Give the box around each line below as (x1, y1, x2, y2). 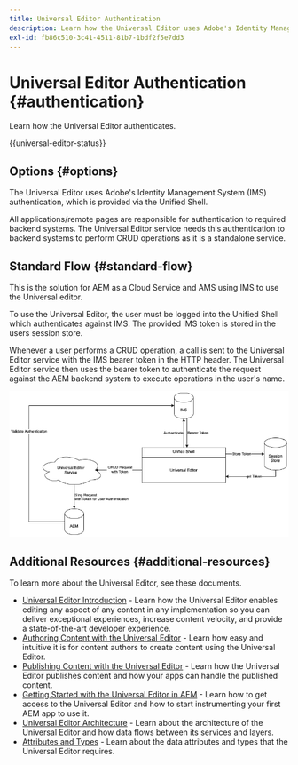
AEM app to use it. (21, 707, 90, 719)
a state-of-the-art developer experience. (21, 623, 171, 634)
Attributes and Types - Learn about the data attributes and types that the (21, 736, 288, 746)
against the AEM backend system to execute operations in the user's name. (9, 373, 286, 384)
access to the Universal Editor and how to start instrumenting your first (21, 698, 281, 709)
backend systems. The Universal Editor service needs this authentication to (9, 223, 286, 235)
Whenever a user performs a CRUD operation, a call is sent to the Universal (9, 345, 286, 355)
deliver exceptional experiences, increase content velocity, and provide (21, 613, 283, 624)
